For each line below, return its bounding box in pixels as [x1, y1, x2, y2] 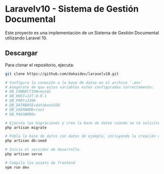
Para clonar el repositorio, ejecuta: [5, 62, 74, 68]
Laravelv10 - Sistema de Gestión [5, 3, 139, 15]
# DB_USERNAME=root [5, 107, 45, 112]
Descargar [5, 49, 38, 57]
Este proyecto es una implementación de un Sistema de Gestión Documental [5, 30, 159, 35]
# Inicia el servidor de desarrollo [5, 147, 80, 152]
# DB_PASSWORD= [5, 112, 36, 117]
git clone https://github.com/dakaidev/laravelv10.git [5, 71, 119, 76]
